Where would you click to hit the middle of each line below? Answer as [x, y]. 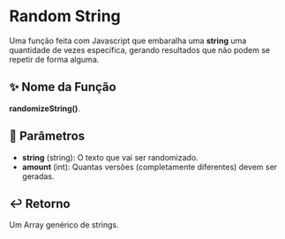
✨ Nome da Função [63, 87]
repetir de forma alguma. [54, 59]
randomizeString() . [45, 108]
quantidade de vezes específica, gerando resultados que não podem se [140, 49]
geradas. [38, 176]
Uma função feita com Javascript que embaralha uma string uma [128, 41]
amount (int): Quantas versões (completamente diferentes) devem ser [150, 167]
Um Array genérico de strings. [64, 225]
